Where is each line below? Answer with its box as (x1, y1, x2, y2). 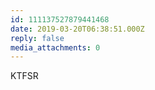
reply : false (10, 33, 65, 43)
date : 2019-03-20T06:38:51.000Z (10, 24, 145, 34)
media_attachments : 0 (10, 42, 101, 53)
